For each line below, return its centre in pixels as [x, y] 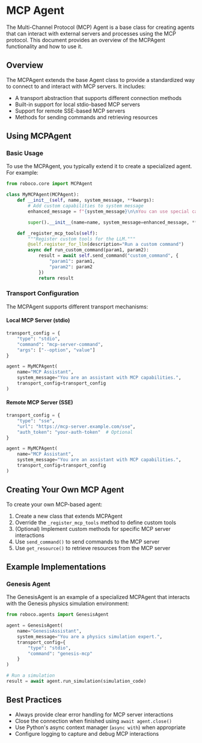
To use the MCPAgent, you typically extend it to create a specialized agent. [99, 166]
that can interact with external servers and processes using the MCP [91, 33]
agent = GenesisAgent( [35, 625]
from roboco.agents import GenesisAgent [58, 615]
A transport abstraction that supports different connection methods [98, 98]
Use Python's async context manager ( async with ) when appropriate [100, 727]
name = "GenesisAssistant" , [50, 631]
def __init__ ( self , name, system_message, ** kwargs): [86, 200]
